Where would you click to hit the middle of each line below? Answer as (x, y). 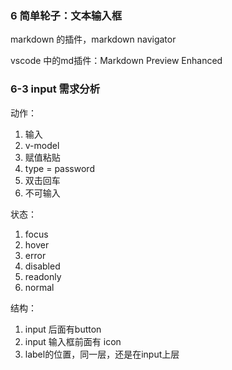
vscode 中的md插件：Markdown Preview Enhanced (116, 61)
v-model (42, 145)
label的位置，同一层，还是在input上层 (102, 354)
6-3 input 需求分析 (55, 89)
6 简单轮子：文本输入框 (66, 15)
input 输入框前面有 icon (73, 341)
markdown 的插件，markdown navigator (93, 39)
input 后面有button (63, 329)
